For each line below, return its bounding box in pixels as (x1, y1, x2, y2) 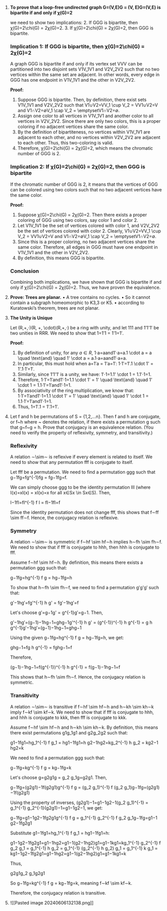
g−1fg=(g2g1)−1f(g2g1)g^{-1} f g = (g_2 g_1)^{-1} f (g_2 (10, 784, 123, 790)
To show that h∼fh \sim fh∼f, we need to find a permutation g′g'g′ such (10, 585, 159, 591)
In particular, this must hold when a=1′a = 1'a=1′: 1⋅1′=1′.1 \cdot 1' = (17, 360, 154, 366)
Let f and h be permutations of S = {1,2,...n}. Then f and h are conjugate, (10, 413, 161, 419)
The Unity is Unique (10, 315, 53, 321)
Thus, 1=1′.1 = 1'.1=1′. (17, 403, 59, 410)
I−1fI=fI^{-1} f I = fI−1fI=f (10, 499, 61, 505)
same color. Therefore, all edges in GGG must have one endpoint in (17, 244, 158, 250)
